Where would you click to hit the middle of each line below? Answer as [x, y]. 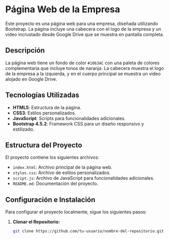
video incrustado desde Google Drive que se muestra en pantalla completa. [85, 34]
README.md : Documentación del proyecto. [55, 184]
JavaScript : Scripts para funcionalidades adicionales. [69, 118]
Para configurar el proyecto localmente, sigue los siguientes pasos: [76, 212]
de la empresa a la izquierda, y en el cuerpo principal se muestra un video [83, 74]
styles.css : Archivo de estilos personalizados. [62, 173]
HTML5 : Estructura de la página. [47, 107]
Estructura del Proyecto [44, 145]
